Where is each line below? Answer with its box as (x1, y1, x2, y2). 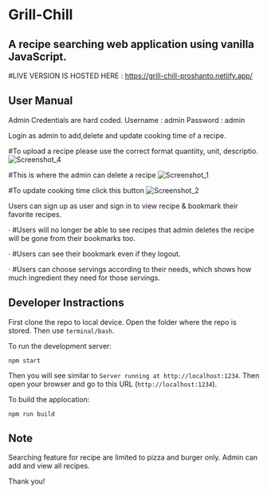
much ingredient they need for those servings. (8, 273, 161, 283)
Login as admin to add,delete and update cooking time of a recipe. (8, 130, 226, 140)
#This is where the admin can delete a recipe (8, 170, 157, 180)
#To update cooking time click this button (8, 185, 145, 195)
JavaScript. (8, 49, 68, 63)
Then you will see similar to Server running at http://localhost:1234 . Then (8, 370, 260, 380)
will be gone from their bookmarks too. (8, 233, 135, 243)
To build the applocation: (8, 394, 90, 404)
